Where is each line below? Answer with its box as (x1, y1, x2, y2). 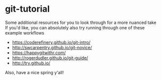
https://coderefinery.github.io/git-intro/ (12, 39, 91, 45)
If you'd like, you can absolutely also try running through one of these (5, 24, 145, 30)
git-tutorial (5, 3, 50, 15)
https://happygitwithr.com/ (12, 50, 66, 56)
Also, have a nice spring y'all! (5, 69, 64, 75)
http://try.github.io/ (12, 60, 50, 66)
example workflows (5, 30, 45, 36)
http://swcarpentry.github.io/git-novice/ (12, 44, 92, 50)
